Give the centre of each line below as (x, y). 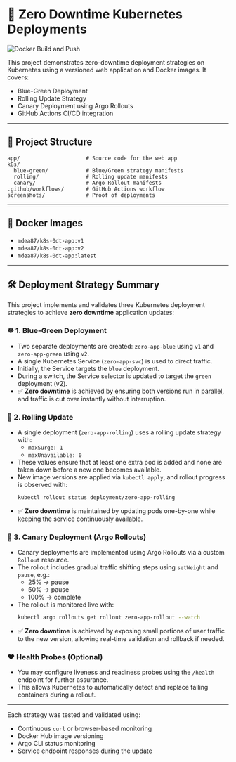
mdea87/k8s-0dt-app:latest (57, 256)
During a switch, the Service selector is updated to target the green (114, 376)
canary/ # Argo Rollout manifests (87, 183)
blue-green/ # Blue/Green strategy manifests (99, 170)
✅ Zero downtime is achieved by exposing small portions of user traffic (121, 631)
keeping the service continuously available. (80, 519)
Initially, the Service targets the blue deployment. (88, 368)
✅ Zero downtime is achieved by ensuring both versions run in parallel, (121, 391)
